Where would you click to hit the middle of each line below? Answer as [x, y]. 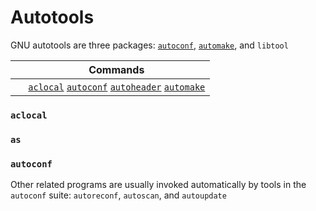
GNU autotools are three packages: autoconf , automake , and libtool [149, 45]
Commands [116, 69]
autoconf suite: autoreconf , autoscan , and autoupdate [118, 195]
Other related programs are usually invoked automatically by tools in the [158, 185]
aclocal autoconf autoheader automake [117, 87]
